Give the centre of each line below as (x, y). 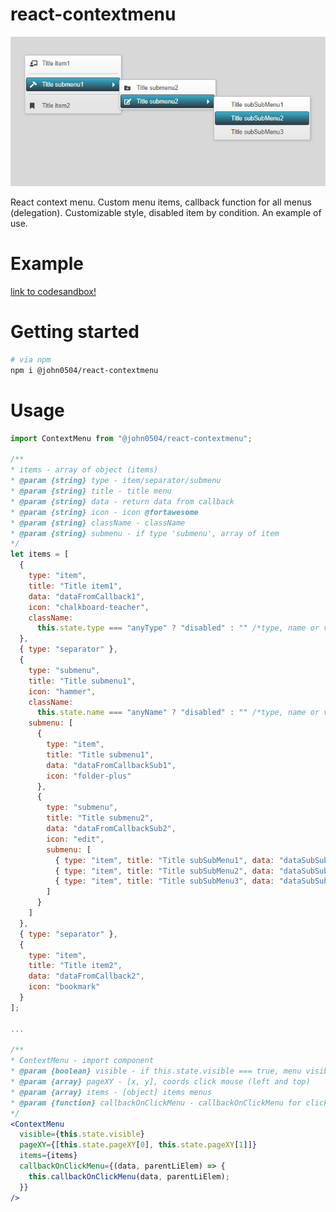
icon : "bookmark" (64, 987)
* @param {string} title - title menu (91, 491)
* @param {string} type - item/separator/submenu (116, 481)
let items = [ (40, 554)
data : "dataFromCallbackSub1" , (111, 765)
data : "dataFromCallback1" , (86, 596)
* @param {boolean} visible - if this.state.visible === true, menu (156, 1071)
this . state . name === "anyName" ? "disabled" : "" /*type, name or (178, 713)
